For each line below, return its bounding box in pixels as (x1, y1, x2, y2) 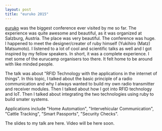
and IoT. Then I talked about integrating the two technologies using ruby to (5, 91, 154, 97)
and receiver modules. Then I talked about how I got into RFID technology (5, 86, 152, 92)
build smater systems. (5, 96, 49, 102)
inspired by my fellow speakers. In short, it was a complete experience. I (5, 50, 149, 56)
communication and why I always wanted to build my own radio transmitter (5, 81, 155, 86)
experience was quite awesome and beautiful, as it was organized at (5, 30, 142, 36)
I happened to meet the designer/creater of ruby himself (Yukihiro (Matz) (5, 40, 150, 46)
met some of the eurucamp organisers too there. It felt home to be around (5, 56, 153, 62)
